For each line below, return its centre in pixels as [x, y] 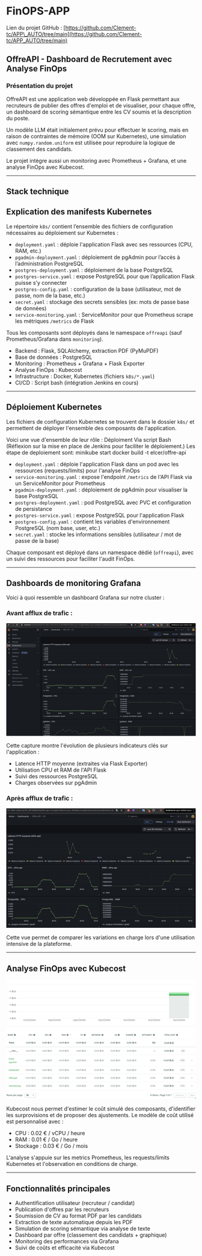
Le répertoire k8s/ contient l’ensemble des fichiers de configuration [90, 226]
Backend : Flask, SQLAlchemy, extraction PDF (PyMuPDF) [87, 350]
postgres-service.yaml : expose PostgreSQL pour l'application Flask [99, 515]
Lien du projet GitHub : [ [36, 28]
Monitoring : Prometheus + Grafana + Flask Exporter [80, 363]
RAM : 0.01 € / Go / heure [46, 1139]
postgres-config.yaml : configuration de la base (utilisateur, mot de [98, 289]
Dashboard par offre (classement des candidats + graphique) [91, 1235]
